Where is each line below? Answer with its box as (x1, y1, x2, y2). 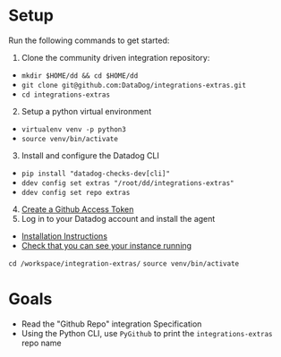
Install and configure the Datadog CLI (21, 149, 160, 161)
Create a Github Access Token (21, 203, 134, 215)
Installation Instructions (21, 230, 108, 242)
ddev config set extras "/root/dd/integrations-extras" (21, 178, 234, 188)
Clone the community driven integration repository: (21, 52, 210, 63)
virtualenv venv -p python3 (21, 124, 126, 134)
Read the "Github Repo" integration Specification (21, 319, 202, 329)
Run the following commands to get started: (8, 35, 170, 46)
